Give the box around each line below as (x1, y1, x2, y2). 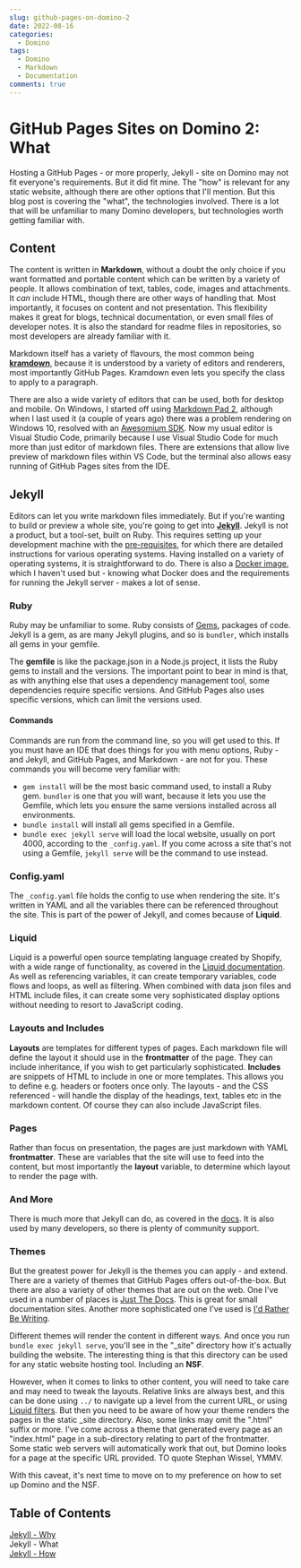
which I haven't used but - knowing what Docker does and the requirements (9, 568, 290, 579)
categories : (9, 30, 54, 39)
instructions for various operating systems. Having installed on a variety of (9, 548, 285, 560)
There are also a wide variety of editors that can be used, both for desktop (9, 394, 285, 405)
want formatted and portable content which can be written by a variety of (9, 274, 280, 285)
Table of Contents (9, 1505, 112, 1521)
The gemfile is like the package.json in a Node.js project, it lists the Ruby (9, 656, 279, 668)
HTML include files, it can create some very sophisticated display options (9, 990, 280, 1001)
